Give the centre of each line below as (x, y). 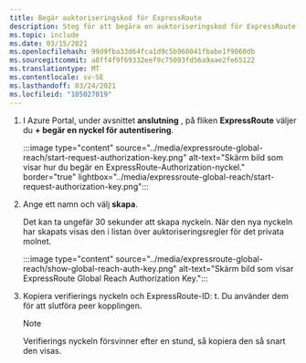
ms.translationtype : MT (55, 69)
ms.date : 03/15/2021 (49, 43)
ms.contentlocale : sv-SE (57, 78)
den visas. (42, 350)
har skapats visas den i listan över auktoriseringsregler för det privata (153, 231)
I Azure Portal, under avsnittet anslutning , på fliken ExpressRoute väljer (159, 120)
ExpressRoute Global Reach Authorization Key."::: (115, 278)
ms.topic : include (44, 35)
